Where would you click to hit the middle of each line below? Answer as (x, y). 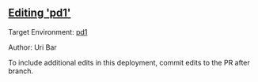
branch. (21, 71)
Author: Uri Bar (32, 47)
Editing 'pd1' (40, 13)
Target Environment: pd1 (48, 32)
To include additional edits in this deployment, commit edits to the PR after (129, 62)
